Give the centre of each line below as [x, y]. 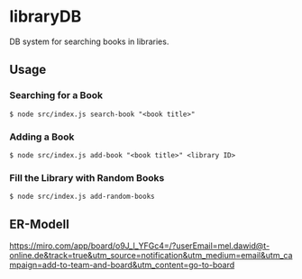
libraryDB [46, 17]
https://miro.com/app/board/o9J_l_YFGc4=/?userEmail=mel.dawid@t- [140, 246]
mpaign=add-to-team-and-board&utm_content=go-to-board [122, 265]
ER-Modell [39, 224]
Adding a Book [42, 137]
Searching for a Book [56, 95]
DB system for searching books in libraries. [89, 41]
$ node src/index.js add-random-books [82, 197]
